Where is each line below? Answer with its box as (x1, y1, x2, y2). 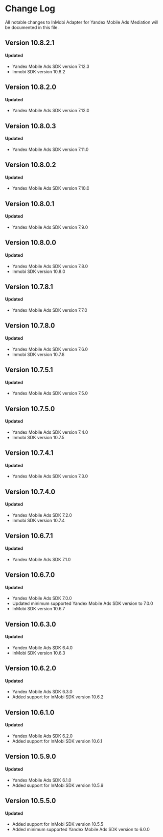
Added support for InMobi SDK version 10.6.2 (12, 694, 104, 700)
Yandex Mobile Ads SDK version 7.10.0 (12, 185, 90, 191)
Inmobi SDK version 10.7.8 (12, 351, 65, 357)
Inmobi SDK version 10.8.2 (12, 68, 66, 74)
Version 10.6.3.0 (5, 620, 56, 628)
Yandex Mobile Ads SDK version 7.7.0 (12, 307, 88, 313)
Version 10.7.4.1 (5, 448, 54, 457)
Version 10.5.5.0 (5, 797, 56, 805)
